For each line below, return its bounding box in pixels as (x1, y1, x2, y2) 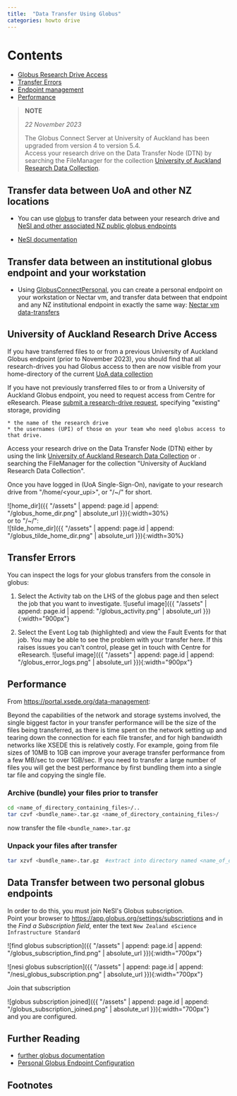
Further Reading (7, 1033, 80, 1045)
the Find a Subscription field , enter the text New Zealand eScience (7, 921, 197, 930)
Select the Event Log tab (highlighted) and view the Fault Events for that (17, 628, 227, 636)
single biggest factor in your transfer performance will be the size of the (7, 718, 217, 726)
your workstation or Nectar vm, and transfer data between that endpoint (17, 293, 228, 302)
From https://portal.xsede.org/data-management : (7, 697, 151, 705)
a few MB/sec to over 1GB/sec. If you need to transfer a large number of (7, 755, 217, 764)
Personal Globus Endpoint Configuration (17, 1059, 135, 1067)
